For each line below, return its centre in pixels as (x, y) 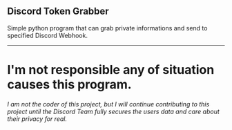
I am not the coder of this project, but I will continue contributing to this (108, 104)
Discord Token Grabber (58, 11)
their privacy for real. (37, 119)
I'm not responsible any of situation (111, 70)
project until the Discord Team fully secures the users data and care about (113, 111)
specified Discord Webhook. (48, 35)
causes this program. (70, 84)
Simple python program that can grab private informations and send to (107, 28)
